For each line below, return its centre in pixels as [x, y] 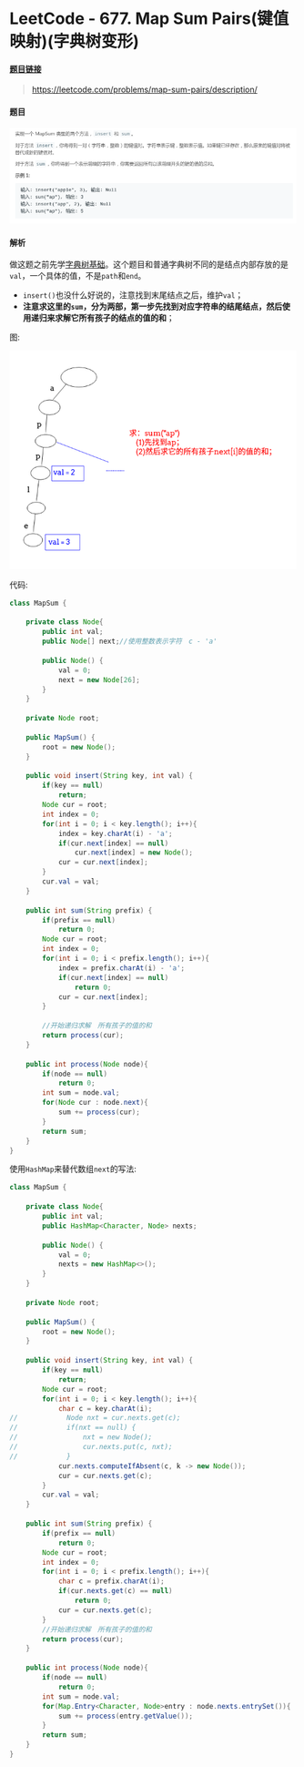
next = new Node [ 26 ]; [99, 679]
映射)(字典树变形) [74, 41]
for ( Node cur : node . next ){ [95, 1103]
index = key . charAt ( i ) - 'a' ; [115, 833]
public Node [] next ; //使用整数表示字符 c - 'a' [130, 642]
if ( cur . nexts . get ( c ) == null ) [115, 1591]
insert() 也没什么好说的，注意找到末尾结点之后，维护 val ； [133, 295]
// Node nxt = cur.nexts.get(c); [95, 1418]
